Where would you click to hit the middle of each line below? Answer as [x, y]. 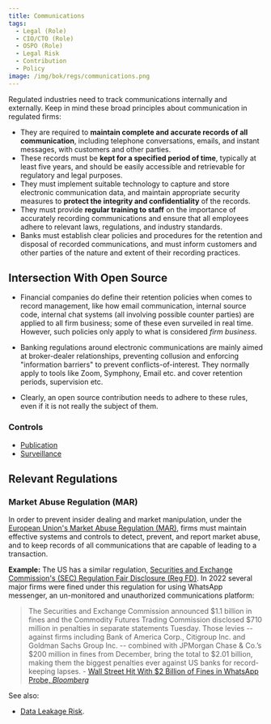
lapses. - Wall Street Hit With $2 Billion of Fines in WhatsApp [158, 671]
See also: [24, 696]
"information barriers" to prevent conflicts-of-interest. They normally [135, 364]
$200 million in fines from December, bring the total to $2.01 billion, [140, 654]
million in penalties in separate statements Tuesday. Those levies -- [140, 628]
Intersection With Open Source [88, 278]
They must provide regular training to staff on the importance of [128, 209]
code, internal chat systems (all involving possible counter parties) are [137, 315]
